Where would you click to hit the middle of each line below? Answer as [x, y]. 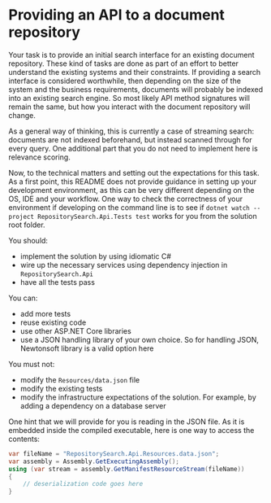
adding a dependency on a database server [93, 405]
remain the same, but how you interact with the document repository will [129, 107]
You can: [23, 298]
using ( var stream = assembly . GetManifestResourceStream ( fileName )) [127, 469]
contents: [24, 439]
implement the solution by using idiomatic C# [96, 256]
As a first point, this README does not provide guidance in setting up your [133, 182]
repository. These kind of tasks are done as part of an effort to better [124, 63]
